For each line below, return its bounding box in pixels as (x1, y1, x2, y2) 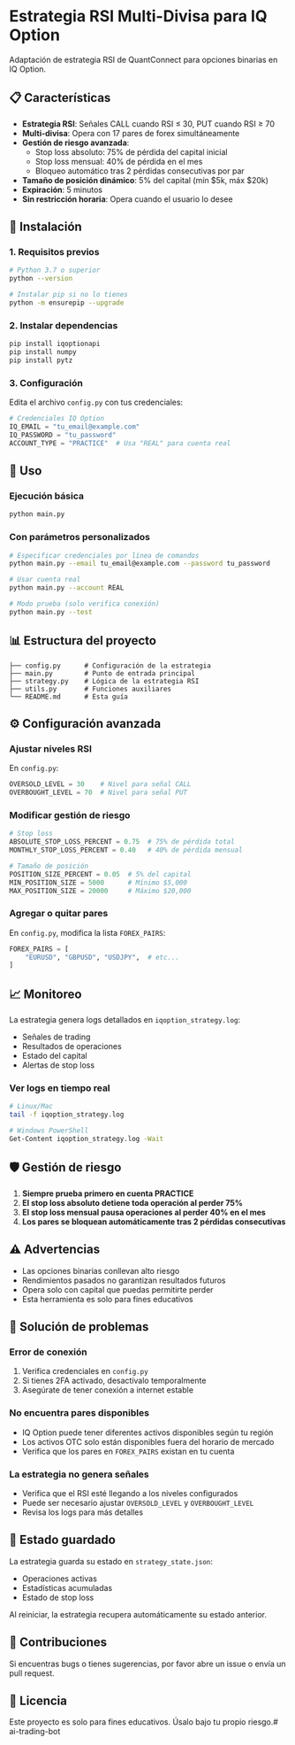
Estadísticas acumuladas (21, 1582, 113, 1593)
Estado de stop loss (21, 1592, 95, 1602)
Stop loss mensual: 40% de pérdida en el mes (34, 156, 203, 166)
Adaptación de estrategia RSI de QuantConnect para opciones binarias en (9, 54, 278, 65)
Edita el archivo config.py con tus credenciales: (9, 397, 184, 408)
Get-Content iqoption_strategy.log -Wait (9, 1135, 164, 1144)
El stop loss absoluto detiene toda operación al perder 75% (21, 1197, 243, 1208)
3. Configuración (9, 376, 84, 389)
